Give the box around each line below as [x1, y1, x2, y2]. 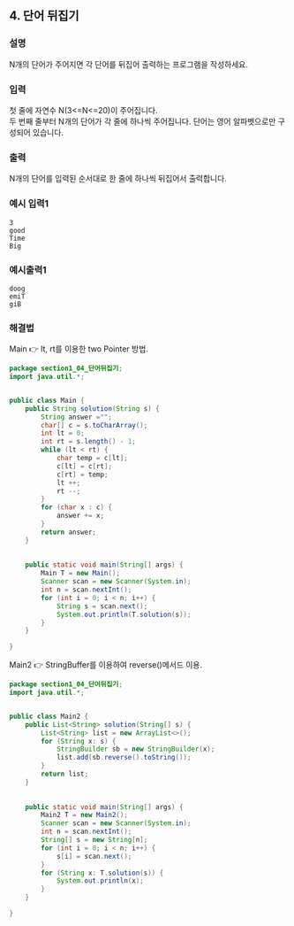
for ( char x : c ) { [41, 503, 113, 512]
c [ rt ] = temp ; [56, 470, 109, 479]
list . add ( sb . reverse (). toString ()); [56, 753, 192, 762]
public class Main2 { [9, 712, 89, 721]
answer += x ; [56, 512, 104, 521]
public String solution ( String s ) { [25, 404, 161, 413]
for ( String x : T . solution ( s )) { [41, 868, 164, 877]
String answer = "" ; [41, 413, 113, 421]
